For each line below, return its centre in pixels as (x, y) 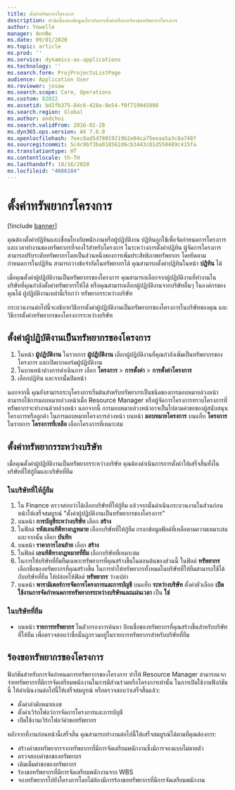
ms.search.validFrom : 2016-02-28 (56, 125)
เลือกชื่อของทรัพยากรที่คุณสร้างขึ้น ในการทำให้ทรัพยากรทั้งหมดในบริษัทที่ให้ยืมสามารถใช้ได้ (121, 569)
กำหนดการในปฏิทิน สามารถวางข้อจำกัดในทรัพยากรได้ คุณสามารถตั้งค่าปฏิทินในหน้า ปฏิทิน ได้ (115, 263)
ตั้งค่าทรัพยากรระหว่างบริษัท (55, 447)
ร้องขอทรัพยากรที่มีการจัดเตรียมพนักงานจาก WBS (75, 772)
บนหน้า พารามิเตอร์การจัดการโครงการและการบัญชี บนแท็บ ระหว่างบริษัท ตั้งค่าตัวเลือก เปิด (121, 584)
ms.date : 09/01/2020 (38, 40)
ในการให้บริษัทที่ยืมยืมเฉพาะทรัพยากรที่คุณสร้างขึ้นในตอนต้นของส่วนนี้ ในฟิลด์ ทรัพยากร (119, 561)
